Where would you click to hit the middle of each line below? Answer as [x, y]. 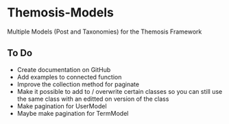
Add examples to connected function [69, 77]
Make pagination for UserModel [62, 106]
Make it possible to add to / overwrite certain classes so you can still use [120, 91]
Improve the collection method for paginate [78, 84]
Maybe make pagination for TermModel [73, 113]
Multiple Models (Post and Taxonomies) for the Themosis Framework [105, 32]
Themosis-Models [61, 13]
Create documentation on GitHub [64, 69]
